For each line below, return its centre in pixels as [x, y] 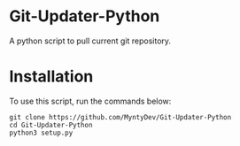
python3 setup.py [41, 133]
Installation [51, 77]
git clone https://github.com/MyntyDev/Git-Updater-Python [120, 117]
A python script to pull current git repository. [90, 41]
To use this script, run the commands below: [90, 101]
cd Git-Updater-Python [51, 125]
